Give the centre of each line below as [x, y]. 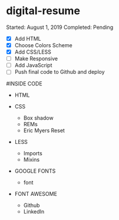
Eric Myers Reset [44, 130]
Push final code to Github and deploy [59, 72]
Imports [33, 153]
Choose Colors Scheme [43, 45]
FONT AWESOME [36, 194]
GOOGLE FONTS [35, 171]
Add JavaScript [33, 65]
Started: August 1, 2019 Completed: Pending [60, 27]
